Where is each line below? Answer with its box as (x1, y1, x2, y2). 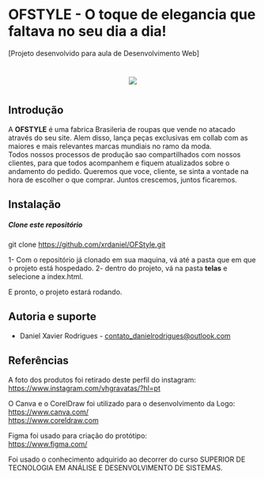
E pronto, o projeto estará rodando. (8, 287, 123, 297)
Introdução (8, 104, 64, 117)
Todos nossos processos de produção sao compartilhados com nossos (8, 149, 241, 159)
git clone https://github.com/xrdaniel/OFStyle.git (8, 239, 166, 250)
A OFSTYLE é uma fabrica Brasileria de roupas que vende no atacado (8, 124, 236, 134)
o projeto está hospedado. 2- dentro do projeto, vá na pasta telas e (8, 263, 228, 273)
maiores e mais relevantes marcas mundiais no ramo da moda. (8, 141, 212, 151)
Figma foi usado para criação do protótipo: (8, 431, 148, 440)
